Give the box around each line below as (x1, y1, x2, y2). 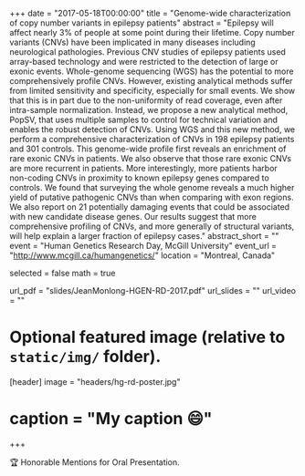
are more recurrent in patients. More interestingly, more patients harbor (9, 163, 279, 173)
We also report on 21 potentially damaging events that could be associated (9, 202, 290, 212)
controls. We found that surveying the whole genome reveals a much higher (9, 182, 295, 192)
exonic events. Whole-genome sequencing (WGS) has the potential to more (9, 66, 294, 77)
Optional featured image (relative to (9, 327, 286, 347)
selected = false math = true (9, 268, 116, 278)
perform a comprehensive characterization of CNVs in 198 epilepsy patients (9, 134, 295, 144)
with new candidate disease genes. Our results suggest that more (9, 212, 258, 222)
